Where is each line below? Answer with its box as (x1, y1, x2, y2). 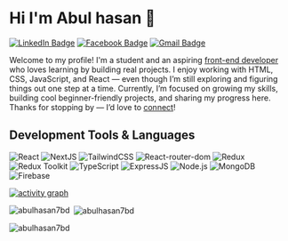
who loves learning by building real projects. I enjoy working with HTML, (9, 64, 274, 75)
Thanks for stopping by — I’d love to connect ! (9, 101, 176, 112)
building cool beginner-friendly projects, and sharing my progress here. (9, 92, 271, 103)
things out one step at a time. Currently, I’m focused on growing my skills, (9, 83, 278, 93)
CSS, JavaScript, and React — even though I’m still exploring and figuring (9, 73, 278, 84)
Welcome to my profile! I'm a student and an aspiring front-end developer (9, 54, 278, 65)
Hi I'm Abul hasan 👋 (9, 8, 156, 28)
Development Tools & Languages (9, 128, 196, 143)
